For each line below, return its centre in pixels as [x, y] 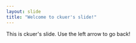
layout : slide [24, 11]
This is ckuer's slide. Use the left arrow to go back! [68, 34]
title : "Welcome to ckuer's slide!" [51, 17]
